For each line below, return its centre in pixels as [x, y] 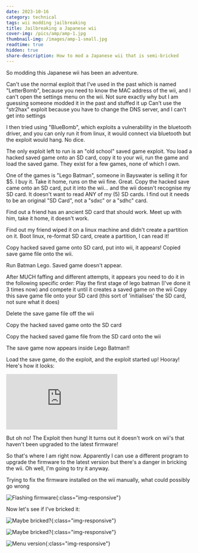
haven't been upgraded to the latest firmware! [62, 444]
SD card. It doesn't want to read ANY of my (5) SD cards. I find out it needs [98, 194]
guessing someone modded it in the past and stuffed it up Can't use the [94, 103]
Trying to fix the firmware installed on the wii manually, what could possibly [98, 480]
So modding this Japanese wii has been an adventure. [72, 72]
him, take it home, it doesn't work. [48, 218]
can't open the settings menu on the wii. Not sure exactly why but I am [92, 97]
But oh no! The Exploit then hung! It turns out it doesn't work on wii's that [95, 438]
